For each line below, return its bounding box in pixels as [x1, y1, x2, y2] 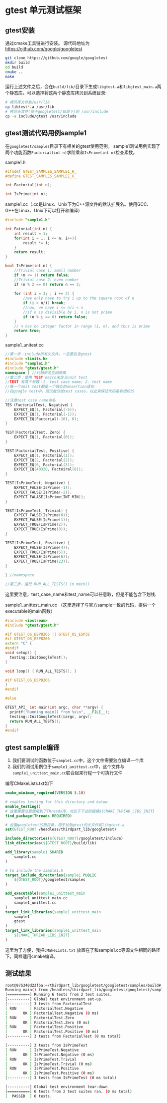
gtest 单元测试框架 [5, 4, 82, 16]
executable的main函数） [5, 608, 56, 614]
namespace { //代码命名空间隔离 [5, 370, 66, 375]
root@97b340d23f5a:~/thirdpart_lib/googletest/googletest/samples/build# [5, 983, 162, 988]
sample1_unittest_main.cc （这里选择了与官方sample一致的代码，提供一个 [5, 602, 156, 608]
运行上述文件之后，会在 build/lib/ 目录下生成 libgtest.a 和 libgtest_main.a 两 [5, 83, 162, 90]
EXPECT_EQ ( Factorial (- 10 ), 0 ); [14, 416, 79, 421]
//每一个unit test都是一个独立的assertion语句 [5, 384, 94, 389]
